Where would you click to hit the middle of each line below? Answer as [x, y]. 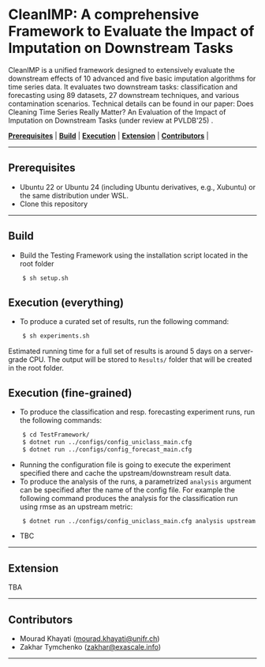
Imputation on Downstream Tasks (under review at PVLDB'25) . [111, 120]
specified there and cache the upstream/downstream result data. [125, 473]
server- [241, 351]
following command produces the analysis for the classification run [129, 498]
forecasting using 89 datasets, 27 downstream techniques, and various [124, 95]
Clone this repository [54, 204]
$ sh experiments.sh [56, 336]
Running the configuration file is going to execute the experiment [125, 465]
